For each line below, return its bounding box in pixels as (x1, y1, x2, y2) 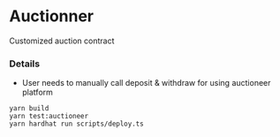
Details (9, 57, 41, 70)
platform (21, 87, 53, 98)
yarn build (9, 104, 49, 113)
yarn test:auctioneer (9, 112, 89, 121)
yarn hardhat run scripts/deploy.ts (9, 119, 144, 129)
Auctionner (9, 6, 95, 27)
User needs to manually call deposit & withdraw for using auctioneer (21, 78, 271, 88)
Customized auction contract (9, 35, 115, 46)
